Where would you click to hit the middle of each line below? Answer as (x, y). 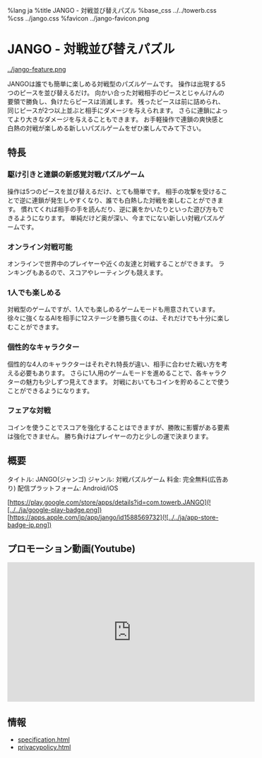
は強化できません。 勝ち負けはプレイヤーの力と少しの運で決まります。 (110, 436)
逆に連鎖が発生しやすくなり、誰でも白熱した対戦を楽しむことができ (118, 200)
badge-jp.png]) (29, 525)
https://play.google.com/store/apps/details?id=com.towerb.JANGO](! (110, 502)
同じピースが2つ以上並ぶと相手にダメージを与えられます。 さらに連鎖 (108, 110)
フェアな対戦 (29, 411)
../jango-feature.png (37, 69)
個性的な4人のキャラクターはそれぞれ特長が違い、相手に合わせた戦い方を (114, 364)
